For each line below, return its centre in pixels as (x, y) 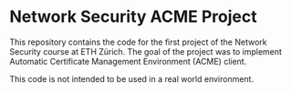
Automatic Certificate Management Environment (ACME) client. (128, 61)
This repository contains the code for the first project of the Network (138, 42)
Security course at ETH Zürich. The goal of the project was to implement (146, 51)
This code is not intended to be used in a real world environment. (131, 78)
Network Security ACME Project (133, 17)
